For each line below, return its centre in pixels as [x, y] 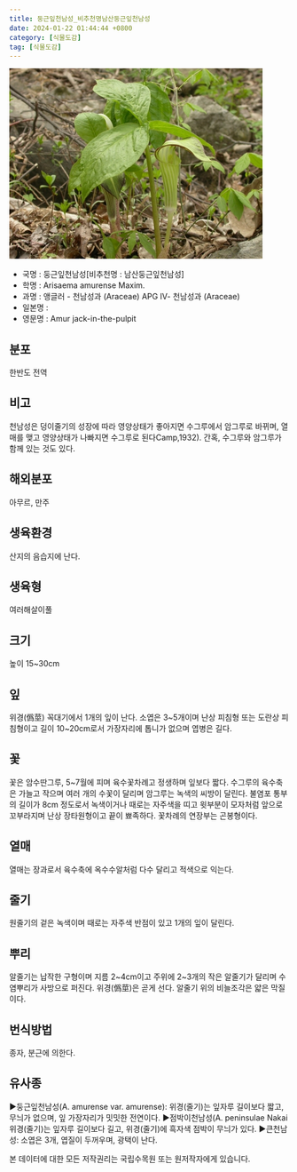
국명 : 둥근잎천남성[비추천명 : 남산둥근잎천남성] [103, 275]
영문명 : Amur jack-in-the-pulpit [79, 319]
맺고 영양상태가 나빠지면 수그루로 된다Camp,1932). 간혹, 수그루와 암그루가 [153, 437]
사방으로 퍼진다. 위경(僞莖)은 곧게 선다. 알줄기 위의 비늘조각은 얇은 [154, 988]
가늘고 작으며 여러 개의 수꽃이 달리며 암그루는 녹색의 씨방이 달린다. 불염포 [145, 793]
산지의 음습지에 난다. [45, 556]
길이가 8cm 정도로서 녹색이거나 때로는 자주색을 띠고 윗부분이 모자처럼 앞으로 [151, 804]
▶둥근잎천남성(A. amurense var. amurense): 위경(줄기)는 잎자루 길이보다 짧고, [147, 1106]
